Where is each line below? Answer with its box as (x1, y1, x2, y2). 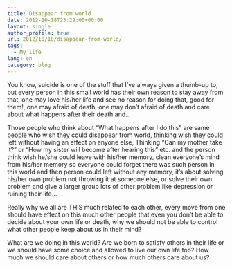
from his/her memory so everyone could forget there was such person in (7, 160, 215, 168)
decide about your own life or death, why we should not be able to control (7, 217, 218, 225)
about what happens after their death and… (7, 110, 132, 118)
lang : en (7, 55, 33, 62)
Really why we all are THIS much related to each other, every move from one (7, 203, 226, 211)
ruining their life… (7, 190, 57, 198)
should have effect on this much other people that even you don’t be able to (7, 210, 224, 219)
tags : (7, 42, 23, 49)
